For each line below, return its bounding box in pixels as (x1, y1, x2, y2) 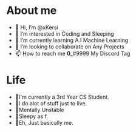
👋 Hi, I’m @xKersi (15, 24, 59, 31)
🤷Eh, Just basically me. (15, 119, 74, 126)
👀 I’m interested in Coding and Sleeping (15, 30, 114, 37)
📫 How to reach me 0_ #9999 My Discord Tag (15, 50, 131, 57)
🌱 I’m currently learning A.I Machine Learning (15, 36, 129, 44)
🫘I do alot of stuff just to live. (15, 99, 87, 107)
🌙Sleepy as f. (15, 113, 49, 120)
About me (6, 4, 57, 18)
